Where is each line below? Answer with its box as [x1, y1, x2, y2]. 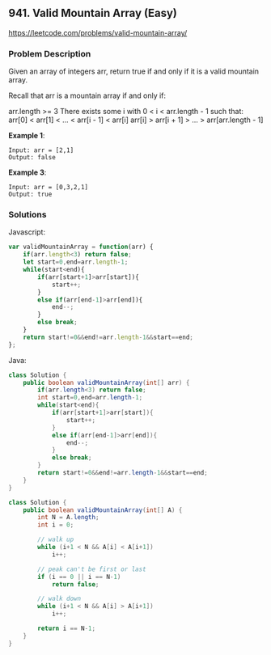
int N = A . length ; [37, 513, 100, 522]
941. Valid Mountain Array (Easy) [8, 6, 178, 20]
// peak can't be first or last [37, 565, 147, 573]
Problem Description [8, 48, 91, 59]
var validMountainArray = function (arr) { [8, 243, 154, 251]
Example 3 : [8, 167, 47, 177]
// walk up [37, 535, 74, 544]
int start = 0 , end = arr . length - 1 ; [37, 394, 143, 402]
